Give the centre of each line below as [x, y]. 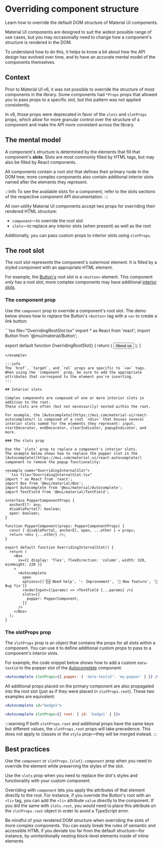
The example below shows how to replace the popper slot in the [71, 453]
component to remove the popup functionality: [53, 462]
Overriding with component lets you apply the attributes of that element [75, 790]
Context [17, 77]
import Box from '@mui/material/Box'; [44, 483]
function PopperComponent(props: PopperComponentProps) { [65, 526]
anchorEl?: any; [26, 505]
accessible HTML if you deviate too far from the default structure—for [75, 831]
